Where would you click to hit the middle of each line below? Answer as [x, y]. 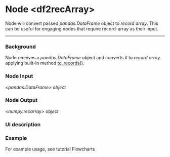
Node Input [19, 76]
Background [21, 47]
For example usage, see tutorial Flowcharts [50, 149]
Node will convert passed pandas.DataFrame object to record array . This [82, 23]
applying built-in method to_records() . [45, 63]
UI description [23, 124]
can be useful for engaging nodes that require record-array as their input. [82, 28]
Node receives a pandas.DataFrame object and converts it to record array [83, 58]
